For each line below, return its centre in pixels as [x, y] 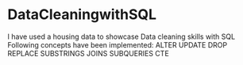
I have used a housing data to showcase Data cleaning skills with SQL [121, 36]
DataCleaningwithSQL [82, 15]
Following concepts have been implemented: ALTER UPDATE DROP [118, 44]
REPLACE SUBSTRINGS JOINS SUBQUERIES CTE [89, 53]
